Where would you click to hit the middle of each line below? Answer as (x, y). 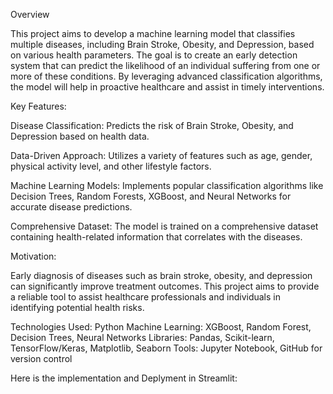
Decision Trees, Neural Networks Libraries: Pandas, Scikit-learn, (142, 337)
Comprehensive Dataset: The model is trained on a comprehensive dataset (164, 226)
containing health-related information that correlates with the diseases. (156, 237)
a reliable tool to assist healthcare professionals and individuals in (145, 297)
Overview (30, 14)
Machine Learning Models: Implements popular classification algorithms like (167, 185)
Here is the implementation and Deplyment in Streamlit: (124, 378)
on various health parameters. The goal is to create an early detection (154, 55)
